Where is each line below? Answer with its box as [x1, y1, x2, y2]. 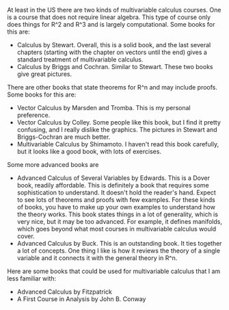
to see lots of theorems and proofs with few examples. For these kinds [16, 196, 215, 204]
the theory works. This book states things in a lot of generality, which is [16, 210, 219, 218]
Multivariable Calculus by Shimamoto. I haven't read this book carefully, [16, 140, 219, 148]
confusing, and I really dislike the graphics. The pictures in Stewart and [16, 126, 217, 133]
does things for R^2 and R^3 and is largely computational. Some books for [7, 21, 215, 28]
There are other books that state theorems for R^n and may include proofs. [7, 83, 217, 91]
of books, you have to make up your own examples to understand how [16, 203, 215, 211]
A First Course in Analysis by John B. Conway [16, 295, 146, 303]
